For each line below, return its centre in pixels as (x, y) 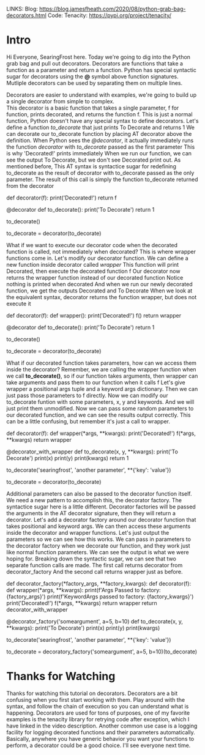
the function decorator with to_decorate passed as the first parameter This (101, 147)
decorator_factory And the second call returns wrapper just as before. (95, 571)
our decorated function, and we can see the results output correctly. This (99, 415)
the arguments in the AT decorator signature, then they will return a (91, 513)
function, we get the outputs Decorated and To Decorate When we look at (99, 291)
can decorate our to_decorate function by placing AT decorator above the (99, 133)
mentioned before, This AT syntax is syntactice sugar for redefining (91, 166)
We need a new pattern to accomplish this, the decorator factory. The (94, 500)
